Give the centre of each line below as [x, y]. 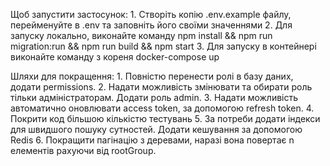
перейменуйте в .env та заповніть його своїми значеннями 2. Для [151, 25]
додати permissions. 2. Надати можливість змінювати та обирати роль [161, 87]
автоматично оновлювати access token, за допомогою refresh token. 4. [162, 108]
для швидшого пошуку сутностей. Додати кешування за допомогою [156, 129]
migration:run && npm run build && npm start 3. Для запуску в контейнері [163, 46]
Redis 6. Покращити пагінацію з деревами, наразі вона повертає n [152, 140]
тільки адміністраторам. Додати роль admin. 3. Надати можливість [154, 97]
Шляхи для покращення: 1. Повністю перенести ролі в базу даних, [152, 76]
